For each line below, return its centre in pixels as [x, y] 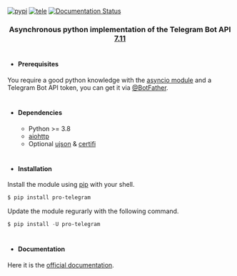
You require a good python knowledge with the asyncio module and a [110, 80]
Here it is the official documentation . [61, 265]
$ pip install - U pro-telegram [54, 225]
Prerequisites [38, 64]
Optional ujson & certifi [62, 143]
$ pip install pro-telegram [49, 198]
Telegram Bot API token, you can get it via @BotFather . [88, 87]
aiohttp [39, 136]
